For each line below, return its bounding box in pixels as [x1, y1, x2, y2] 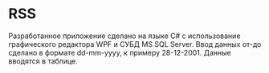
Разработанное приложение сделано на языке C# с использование [8, 31, 241, 40]
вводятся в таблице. [8, 56, 78, 66]
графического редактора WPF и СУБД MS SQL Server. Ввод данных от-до [8, 39, 262, 48]
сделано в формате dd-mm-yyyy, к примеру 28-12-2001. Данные [8, 48, 231, 57]
